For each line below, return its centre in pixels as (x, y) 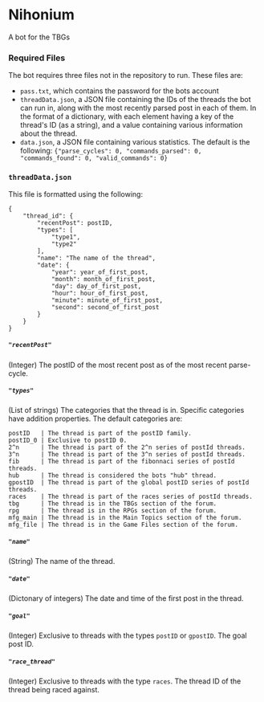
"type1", (66, 237)
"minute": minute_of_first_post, (107, 300)
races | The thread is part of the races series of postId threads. (130, 497)
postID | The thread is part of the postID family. (100, 434)
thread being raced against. (54, 690)
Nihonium (41, 15)
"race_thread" (32, 661)
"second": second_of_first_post (105, 307)
